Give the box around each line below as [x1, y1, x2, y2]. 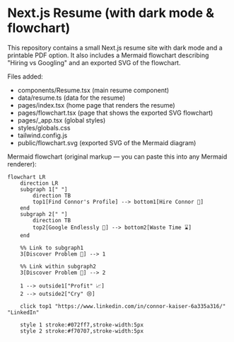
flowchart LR [7, 173, 46, 181]
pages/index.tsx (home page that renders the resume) [17, 101, 175, 109]
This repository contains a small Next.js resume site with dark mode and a [7, 43, 223, 52]
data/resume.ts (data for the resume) [17, 93, 126, 102]
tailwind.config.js [17, 131, 68, 139]
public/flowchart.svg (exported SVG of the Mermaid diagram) [17, 138, 197, 147]
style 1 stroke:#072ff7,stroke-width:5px [20, 321, 144, 329]
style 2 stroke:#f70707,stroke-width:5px [20, 327, 144, 334]
